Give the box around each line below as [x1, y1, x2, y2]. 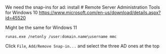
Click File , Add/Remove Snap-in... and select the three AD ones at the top [5, 43, 160, 49]
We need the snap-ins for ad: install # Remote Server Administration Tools [5, 4, 160, 10]
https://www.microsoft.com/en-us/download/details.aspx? [39, 9, 161, 15]
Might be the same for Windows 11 [5, 24, 77, 30]
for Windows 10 [5, 9, 38, 15]
